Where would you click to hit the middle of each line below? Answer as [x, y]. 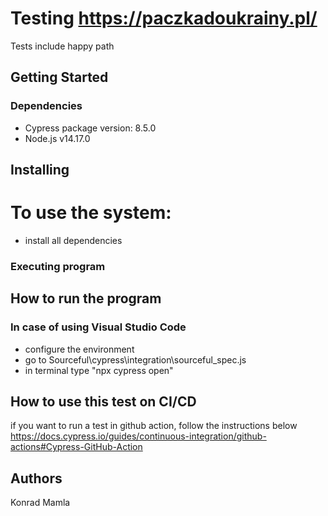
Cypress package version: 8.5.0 [90, 128]
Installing [40, 170]
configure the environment [79, 349]
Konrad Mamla [40, 503]
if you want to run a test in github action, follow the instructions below [154, 426]
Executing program [58, 266]
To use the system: [91, 213]
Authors [36, 478]
